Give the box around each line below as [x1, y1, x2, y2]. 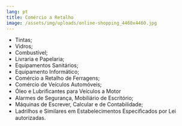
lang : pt [6, 8, 28, 15]
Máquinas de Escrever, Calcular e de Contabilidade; [14, 101, 144, 108]
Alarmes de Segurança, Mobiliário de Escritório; [14, 94, 134, 102]
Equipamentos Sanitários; [14, 62, 79, 69]
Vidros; [14, 43, 33, 50]
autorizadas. [14, 115, 46, 122]
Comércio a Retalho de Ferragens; [14, 74, 100, 82]
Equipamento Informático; [14, 68, 79, 76]
